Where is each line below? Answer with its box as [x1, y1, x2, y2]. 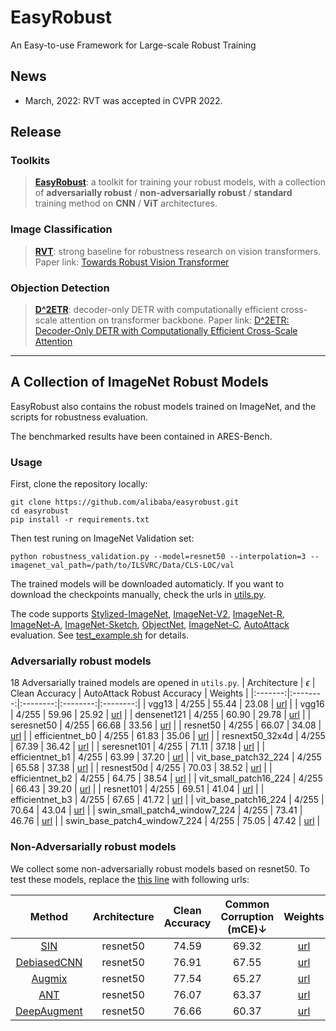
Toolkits [10, 154, 51, 168]
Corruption [220, 909, 275, 923]
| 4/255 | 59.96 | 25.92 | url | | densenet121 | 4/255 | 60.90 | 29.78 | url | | [10, 709, 312, 721]
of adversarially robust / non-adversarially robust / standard [34, 187, 293, 199]
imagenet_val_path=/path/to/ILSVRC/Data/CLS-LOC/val [10, 561, 235, 571]
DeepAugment [15, 1004, 83, 1018]
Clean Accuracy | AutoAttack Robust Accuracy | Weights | [10, 687, 249, 700]
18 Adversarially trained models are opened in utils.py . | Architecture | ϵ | [10, 677, 316, 689]
